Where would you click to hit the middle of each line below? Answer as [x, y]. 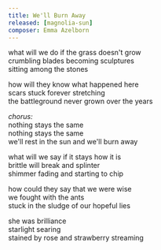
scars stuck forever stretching [57, 93]
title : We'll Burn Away [47, 15]
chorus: [20, 117]
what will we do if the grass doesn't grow [75, 53]
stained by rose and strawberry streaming [76, 238]
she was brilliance [37, 221]
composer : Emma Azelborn [49, 30]
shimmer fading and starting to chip [66, 174]
